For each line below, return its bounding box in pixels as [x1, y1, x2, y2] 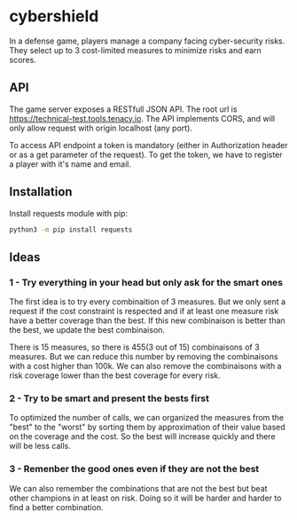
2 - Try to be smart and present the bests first [9, 392, 210, 405]
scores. [9, 54, 37, 65]
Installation [9, 185, 73, 200]
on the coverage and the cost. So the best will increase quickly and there [9, 431, 277, 442]
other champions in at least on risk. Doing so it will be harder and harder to [9, 492, 282, 503]
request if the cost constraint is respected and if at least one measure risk [9, 306, 279, 317]
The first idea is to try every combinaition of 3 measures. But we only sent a [9, 296, 286, 307]
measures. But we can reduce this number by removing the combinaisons [9, 351, 278, 362]
